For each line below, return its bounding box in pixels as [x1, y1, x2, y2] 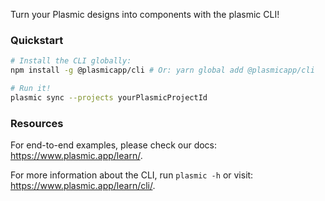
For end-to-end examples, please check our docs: [10, 139, 218, 151]
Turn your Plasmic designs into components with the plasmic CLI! [10, 9, 280, 20]
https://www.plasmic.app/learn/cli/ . [10, 180, 156, 192]
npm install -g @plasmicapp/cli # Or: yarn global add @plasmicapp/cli [10, 65, 315, 76]
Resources [10, 116, 64, 130]
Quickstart [10, 33, 64, 47]
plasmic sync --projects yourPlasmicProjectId [10, 92, 208, 103]
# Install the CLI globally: [10, 56, 132, 66]
